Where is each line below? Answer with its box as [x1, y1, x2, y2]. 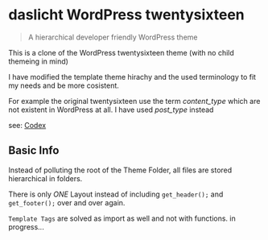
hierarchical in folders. [8, 173, 83, 183]
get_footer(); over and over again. [8, 197, 126, 207]
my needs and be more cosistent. [8, 81, 119, 90]
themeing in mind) [8, 56, 68, 66]
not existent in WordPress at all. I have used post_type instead [8, 105, 214, 114]
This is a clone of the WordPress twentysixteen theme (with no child [8, 48, 235, 57]
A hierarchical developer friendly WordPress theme [27, 32, 198, 42]
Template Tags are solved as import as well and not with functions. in [8, 213, 236, 223]
